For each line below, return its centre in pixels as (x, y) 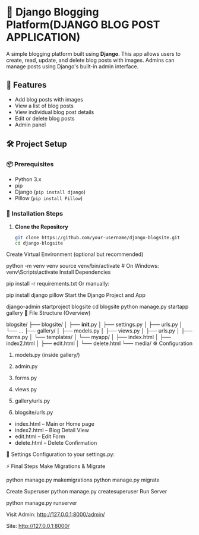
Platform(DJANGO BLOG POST (83, 25)
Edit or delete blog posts (45, 118)
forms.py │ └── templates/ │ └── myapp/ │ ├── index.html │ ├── (89, 337)
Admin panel (30, 125)
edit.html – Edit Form (40, 436)
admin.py (26, 366)
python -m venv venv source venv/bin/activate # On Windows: (83, 266)
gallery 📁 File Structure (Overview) (48, 313)
